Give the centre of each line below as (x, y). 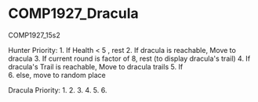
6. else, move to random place (57, 75)
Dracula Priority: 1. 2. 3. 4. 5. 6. (58, 90)
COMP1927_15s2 (34, 35)
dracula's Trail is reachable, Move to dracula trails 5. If (96, 66)
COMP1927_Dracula (73, 14)
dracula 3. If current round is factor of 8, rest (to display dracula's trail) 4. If (129, 58)
